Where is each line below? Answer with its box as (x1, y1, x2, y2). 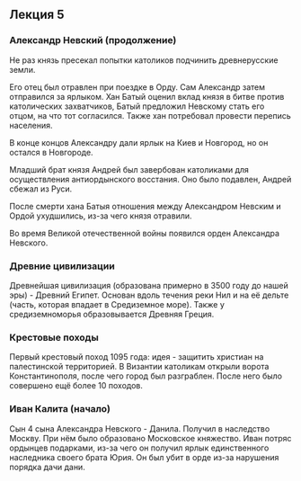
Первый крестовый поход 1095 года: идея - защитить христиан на (9, 352, 264, 362)
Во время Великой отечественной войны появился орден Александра (9, 227, 280, 238)
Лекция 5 (9, 7, 65, 22)
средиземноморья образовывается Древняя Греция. (9, 308, 215, 319)
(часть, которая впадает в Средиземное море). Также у (9, 298, 225, 309)
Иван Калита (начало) (9, 403, 111, 415)
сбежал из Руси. (9, 183, 73, 194)
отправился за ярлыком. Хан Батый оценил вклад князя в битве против (9, 91, 285, 102)
